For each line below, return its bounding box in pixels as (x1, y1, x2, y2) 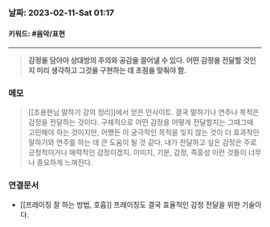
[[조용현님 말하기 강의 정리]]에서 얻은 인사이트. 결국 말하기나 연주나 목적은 (27, 107, 260, 118)
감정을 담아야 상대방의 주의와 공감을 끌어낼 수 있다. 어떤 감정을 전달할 (27, 56, 242, 65)
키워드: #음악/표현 (8, 28, 66, 38)
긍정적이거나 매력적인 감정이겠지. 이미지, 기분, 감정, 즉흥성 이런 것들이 (27, 147, 247, 158)
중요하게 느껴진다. (36, 158, 93, 167)
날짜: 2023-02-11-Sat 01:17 (8, 6, 115, 18)
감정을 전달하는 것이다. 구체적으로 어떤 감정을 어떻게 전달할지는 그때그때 (27, 118, 254, 127)
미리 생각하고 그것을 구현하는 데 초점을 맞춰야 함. (35, 66, 187, 76)
